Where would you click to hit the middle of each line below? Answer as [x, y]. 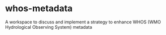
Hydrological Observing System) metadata [49, 27]
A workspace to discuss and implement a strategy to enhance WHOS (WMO [83, 22]
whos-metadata [39, 9]
